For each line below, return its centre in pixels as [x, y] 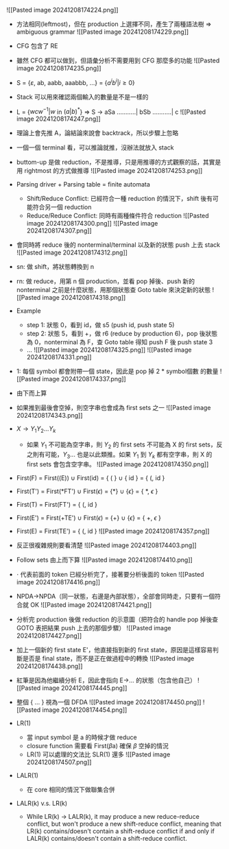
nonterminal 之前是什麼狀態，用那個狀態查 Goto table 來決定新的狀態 [113, 290]
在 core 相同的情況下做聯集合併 [71, 789]
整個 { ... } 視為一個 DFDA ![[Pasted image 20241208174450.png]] [109, 702]
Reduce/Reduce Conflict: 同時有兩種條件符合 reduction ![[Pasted [118, 216]
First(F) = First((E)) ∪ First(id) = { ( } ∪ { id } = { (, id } [91, 478]
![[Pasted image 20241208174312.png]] [72, 252]
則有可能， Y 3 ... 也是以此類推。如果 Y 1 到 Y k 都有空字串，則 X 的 [122, 455]
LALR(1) [27, 775]
